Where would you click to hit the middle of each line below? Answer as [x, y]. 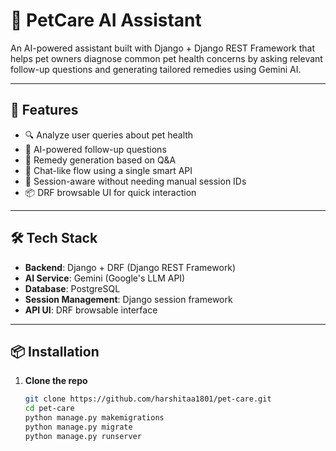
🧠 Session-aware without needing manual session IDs [135, 181]
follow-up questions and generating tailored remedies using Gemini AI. [156, 69]
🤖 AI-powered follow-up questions [95, 149]
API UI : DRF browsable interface [91, 310]
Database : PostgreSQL [72, 288]
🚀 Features [44, 110]
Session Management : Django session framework [128, 299]
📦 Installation [55, 351]
